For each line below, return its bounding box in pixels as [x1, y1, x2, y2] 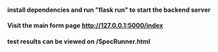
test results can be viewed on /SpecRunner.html [7, 37, 151, 45]
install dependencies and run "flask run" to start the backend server [7, 6, 211, 14]
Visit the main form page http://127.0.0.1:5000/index [7, 21, 163, 30]
